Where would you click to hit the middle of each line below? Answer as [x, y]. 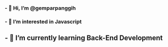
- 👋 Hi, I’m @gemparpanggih [40, 8]
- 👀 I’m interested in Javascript [43, 21]
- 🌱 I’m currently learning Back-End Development [84, 38]
